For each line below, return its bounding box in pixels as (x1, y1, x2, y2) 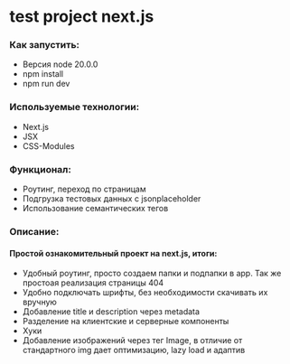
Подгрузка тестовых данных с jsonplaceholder (22, 193, 201, 204)
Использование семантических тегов (22, 203, 169, 214)
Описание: (9, 226, 60, 238)
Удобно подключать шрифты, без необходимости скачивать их (22, 287, 268, 298)
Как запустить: (9, 39, 80, 51)
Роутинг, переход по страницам (22, 183, 146, 195)
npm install (22, 69, 64, 79)
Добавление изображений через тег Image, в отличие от (22, 335, 243, 346)
